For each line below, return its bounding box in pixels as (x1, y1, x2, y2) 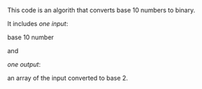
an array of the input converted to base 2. (7, 74, 128, 82)
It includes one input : (7, 20, 68, 27)
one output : (7, 60, 41, 69)
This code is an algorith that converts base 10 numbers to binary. (7, 6, 196, 14)
